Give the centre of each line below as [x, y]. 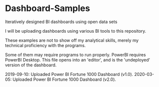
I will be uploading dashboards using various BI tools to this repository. [76, 31]
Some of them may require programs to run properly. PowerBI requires [76, 55]
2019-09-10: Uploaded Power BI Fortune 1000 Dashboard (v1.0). [69, 74]
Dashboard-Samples [48, 8]
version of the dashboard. [31, 65]
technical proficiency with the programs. [45, 45]
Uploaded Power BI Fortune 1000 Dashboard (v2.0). [64, 79]
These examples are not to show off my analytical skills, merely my [72, 40]
